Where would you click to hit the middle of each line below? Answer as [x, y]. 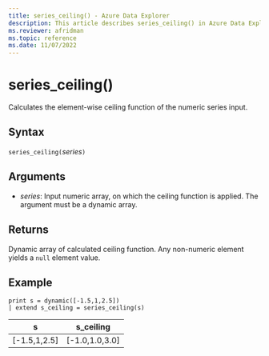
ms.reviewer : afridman [46, 30]
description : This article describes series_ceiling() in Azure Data [127, 23]
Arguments [37, 177]
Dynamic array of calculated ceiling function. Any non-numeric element [126, 249]
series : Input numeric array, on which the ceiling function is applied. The [139, 196]
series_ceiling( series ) [47, 151]
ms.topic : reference [43, 38]
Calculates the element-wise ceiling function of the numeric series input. [128, 107]
